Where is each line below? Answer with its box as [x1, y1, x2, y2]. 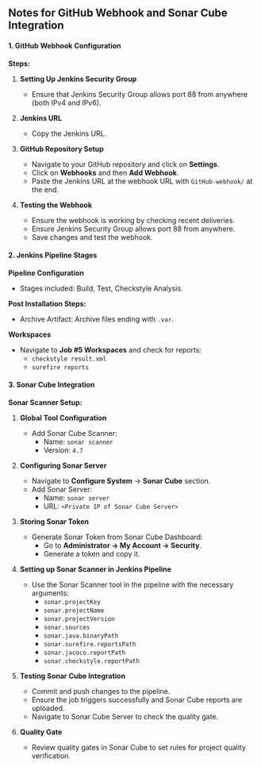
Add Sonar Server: [31, 484, 93, 494]
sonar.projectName [43, 607, 105, 615]
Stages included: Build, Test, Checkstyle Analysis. [19, 283, 184, 293]
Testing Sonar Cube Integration [19, 671, 125, 680]
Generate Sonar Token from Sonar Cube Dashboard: [31, 532, 204, 542]
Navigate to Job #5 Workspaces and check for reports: [19, 345, 202, 354]
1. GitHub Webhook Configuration [8, 40, 121, 50]
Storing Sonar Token [19, 517, 90, 526]
